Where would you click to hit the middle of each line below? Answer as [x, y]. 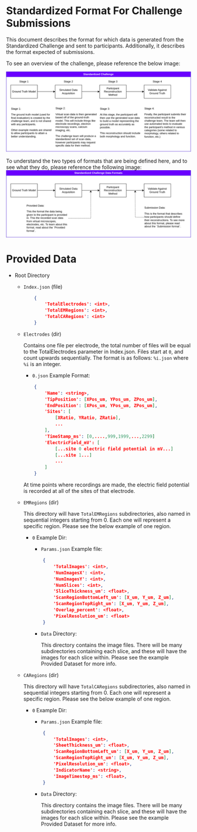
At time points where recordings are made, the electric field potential [106, 485]
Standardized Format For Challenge [94, 11]
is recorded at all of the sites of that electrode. [79, 491]
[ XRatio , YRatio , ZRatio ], [88, 418]
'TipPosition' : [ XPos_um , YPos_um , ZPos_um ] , [101, 399]
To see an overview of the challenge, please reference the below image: [93, 63]
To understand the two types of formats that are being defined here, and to [97, 161]
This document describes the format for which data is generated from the [95, 39]
